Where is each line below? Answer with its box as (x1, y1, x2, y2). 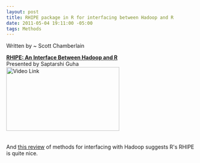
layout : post (6, 8, 39, 15)
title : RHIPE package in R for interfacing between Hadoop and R (6, 14, 173, 21)
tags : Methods (6, 25, 42, 32)
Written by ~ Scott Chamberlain (6, 42, 85, 50)
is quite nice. (6, 150, 38, 157)
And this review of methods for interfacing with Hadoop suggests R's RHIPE (6, 143, 195, 151)
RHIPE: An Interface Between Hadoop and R (6, 54, 118, 61)
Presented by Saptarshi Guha (6, 60, 80, 68)
